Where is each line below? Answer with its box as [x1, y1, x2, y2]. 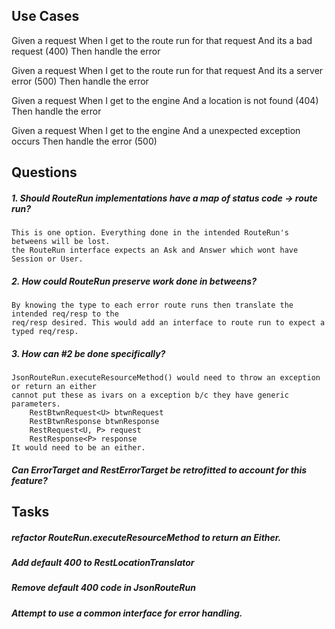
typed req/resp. [11, 327, 79, 337]
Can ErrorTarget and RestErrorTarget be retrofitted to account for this [11, 464, 308, 476]
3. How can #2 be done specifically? [11, 347, 166, 359]
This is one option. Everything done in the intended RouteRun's [11, 228, 289, 238]
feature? [11, 474, 48, 486]
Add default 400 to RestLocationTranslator [11, 557, 195, 569]
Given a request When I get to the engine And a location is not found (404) [11, 94, 319, 106]
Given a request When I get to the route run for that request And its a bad [11, 34, 313, 46]
